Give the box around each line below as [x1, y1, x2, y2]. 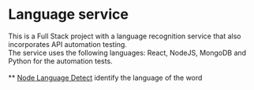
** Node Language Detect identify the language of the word [8, 73, 203, 82]
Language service [8, 5, 129, 23]
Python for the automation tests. [8, 56, 113, 66]
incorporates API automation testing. [8, 39, 128, 49]
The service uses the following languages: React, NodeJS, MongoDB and [8, 48, 247, 57]
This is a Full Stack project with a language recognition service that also [8, 31, 241, 41]
